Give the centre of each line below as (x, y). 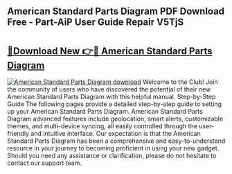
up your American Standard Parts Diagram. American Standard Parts (105, 111)
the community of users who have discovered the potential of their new (109, 89)
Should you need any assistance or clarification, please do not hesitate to (112, 156)
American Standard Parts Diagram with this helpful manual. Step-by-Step (111, 97)
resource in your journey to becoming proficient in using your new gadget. (113, 148)
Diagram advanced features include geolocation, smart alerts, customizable (115, 119)
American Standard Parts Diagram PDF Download (116, 11)
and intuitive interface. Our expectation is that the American (116, 133)
